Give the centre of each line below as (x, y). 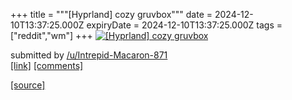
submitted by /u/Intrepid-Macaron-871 (89, 55)
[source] (28, 85)
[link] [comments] (47, 65)
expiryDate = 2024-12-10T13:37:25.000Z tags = (184, 25)
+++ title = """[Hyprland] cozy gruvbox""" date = (111, 14)
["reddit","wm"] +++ (51, 35)
